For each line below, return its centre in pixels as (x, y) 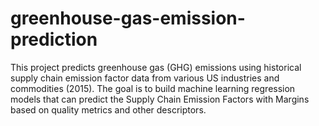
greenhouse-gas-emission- (128, 18)
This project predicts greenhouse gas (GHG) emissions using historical (156, 67)
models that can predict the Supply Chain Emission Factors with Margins (160, 99)
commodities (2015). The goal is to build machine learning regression (153, 88)
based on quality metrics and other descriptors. (108, 109)
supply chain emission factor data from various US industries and (145, 78)
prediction (54, 39)
